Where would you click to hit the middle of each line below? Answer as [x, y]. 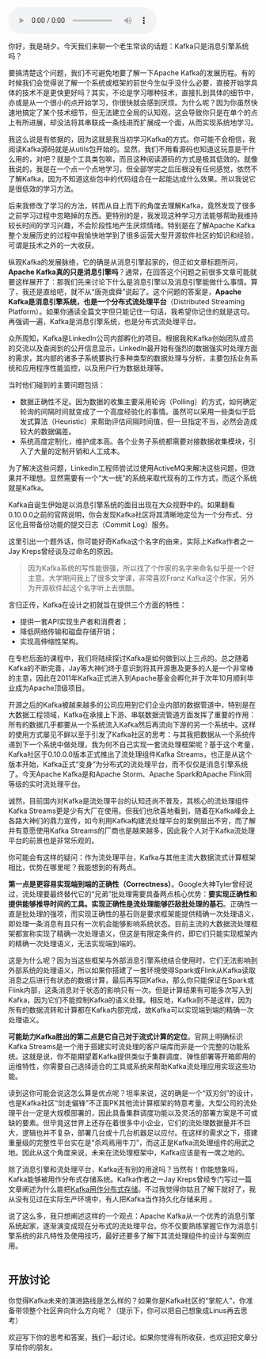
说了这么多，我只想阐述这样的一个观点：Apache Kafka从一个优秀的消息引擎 [132, 1216]
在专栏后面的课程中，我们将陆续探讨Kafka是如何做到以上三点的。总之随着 [129, 658]
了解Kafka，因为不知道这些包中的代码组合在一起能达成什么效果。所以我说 [129, 179]
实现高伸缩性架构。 [51, 641]
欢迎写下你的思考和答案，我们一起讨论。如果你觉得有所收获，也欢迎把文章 [129, 1337]
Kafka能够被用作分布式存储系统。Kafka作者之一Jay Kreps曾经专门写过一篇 [130, 1179]
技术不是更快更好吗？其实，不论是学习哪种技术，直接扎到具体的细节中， [140, 93]
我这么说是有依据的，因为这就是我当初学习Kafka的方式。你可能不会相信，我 [132, 139]
